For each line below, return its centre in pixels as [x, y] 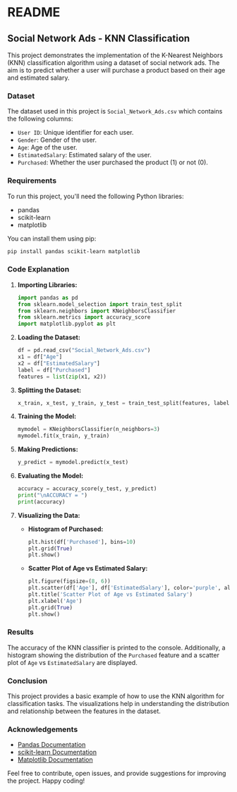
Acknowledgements [43, 729]
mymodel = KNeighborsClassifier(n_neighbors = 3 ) [89, 429]
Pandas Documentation [51, 745]
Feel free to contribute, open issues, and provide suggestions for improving [117, 774]
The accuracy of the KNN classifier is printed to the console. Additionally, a [116, 647]
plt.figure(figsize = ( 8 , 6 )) [69, 581]
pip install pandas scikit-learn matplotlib [74, 251]
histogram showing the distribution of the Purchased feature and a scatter [114, 655]
